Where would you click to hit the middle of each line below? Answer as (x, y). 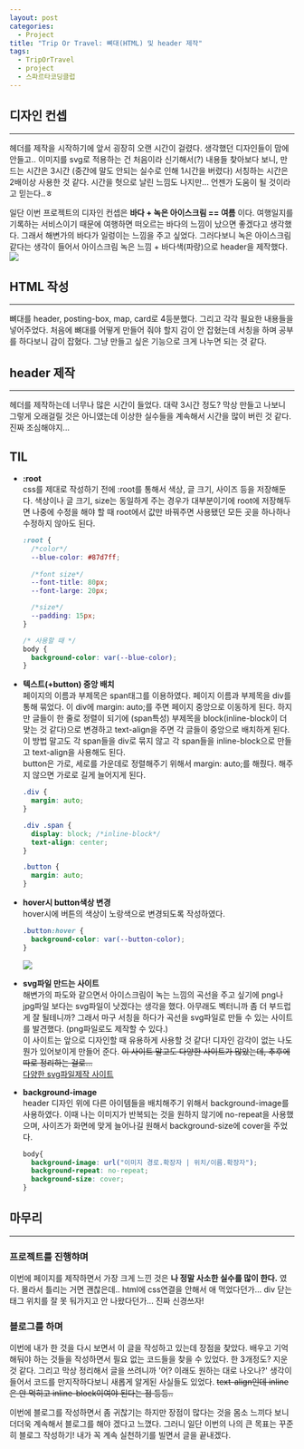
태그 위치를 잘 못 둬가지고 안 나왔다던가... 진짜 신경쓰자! (107, 1301)
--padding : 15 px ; (64, 616)
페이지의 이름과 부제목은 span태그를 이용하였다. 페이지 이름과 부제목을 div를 (157, 695)
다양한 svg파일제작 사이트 (68, 1074)
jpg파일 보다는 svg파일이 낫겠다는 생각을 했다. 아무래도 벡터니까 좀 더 (145, 1006)
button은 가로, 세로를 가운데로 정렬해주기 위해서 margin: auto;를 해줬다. (149, 763)
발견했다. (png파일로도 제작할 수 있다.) (100, 1028)
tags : (19, 52)
